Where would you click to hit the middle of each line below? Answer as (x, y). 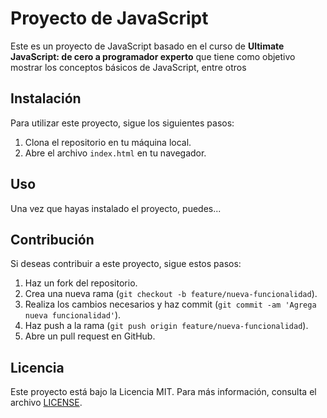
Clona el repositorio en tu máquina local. (108, 142)
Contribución (52, 239)
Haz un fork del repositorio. (81, 283)
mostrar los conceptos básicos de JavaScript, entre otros (128, 67)
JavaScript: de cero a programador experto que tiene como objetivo (153, 56)
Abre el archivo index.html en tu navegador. (115, 153)
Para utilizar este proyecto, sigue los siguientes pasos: (122, 123)
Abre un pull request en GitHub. (90, 336)
